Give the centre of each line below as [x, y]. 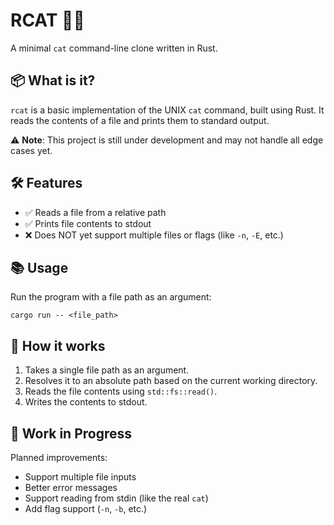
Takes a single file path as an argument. [107, 370]
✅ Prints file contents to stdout [88, 223]
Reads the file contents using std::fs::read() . [121, 391]
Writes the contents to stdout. [86, 402]
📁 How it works [58, 345]
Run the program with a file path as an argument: [111, 297]
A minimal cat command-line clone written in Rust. [114, 48]
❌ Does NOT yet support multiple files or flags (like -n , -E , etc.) [154, 235]
